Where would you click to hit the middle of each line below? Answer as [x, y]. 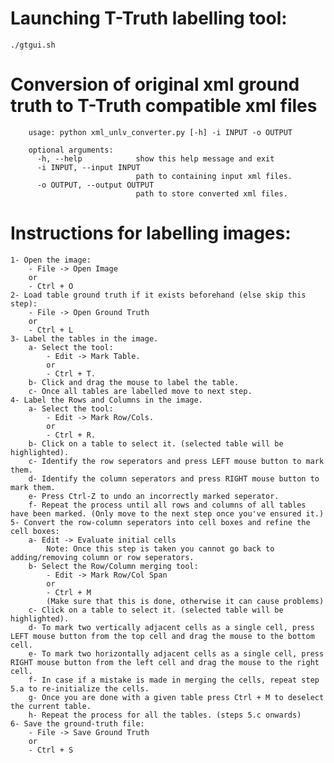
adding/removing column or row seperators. [102, 557]
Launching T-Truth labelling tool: [149, 18]
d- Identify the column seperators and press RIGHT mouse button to [174, 478]
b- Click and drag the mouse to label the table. [134, 382]
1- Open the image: [51, 260]
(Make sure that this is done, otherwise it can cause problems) [185, 601]
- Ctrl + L [51, 330]
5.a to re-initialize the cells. [80, 688]
